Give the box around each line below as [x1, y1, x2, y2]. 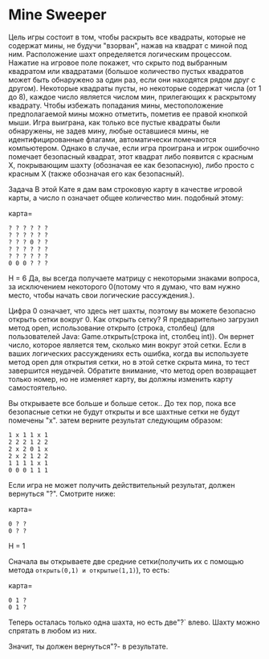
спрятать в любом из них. [8, 625, 97, 636]
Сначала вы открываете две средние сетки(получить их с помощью [8, 556, 244, 566]
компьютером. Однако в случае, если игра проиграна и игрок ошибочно [8, 143, 259, 153]
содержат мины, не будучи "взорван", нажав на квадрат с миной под [8, 40, 247, 50]
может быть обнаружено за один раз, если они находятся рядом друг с [8, 75, 256, 84]
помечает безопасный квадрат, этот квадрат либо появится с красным [8, 151, 254, 162]
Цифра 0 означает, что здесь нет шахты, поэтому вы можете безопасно [8, 305, 256, 315]
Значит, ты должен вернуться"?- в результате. [8, 641, 169, 651]
